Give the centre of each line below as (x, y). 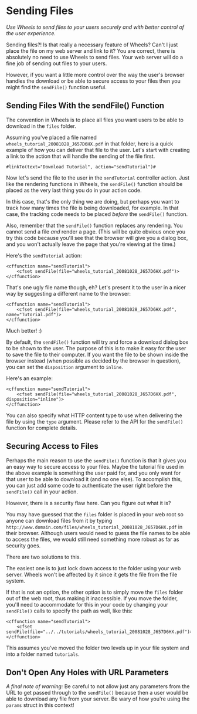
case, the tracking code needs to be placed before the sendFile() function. (97, 214)
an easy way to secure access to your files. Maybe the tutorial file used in (95, 466)
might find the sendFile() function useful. (56, 87)
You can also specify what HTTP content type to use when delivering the (94, 415)
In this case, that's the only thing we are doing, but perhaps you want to (93, 201)
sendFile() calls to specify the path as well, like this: (69, 611)
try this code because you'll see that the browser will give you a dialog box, (97, 238)
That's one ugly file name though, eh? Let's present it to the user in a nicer (96, 287)
